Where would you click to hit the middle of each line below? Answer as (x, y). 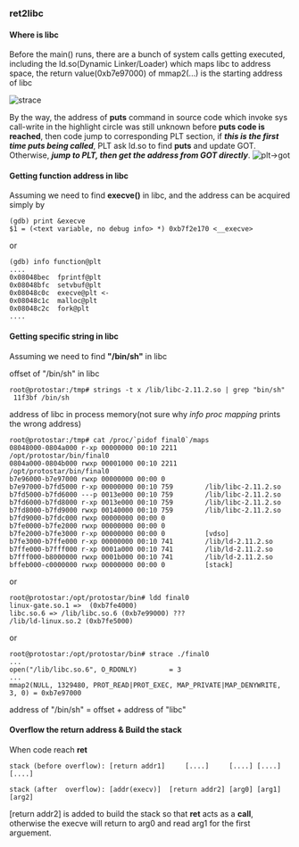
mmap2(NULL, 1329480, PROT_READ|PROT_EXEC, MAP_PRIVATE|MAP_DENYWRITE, (145, 685)
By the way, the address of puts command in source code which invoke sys (149, 118)
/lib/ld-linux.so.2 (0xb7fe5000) (71, 621)
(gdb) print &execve (48, 221)
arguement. (30, 833)
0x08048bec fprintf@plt (55, 278)
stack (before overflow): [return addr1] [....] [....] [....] (145, 766)
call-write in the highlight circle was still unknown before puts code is (137, 127)
